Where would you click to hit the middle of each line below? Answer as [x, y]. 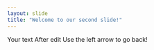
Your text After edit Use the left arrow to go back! [77, 39]
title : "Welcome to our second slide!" [65, 20]
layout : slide [28, 13]
